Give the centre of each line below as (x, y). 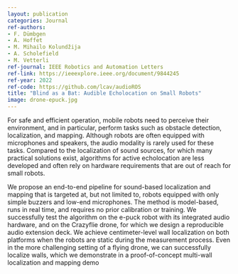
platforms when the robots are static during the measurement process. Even (119, 240)
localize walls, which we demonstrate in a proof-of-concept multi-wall (110, 255)
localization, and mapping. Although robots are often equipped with (106, 135)
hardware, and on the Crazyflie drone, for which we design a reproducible (115, 225)
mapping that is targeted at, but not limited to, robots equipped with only (113, 194)
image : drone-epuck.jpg (43, 100)
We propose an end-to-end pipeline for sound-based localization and (109, 187)
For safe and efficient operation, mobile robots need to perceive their (108, 120)
